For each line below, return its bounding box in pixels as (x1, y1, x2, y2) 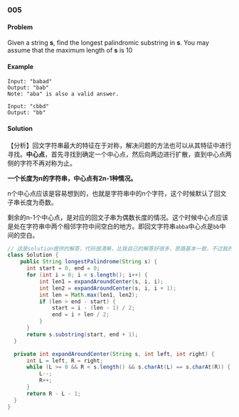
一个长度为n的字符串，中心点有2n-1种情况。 (7, 174, 137, 182)
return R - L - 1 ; (26, 390, 81, 397)
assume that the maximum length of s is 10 (7, 46, 133, 55)
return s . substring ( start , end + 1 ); (26, 331, 139, 338)
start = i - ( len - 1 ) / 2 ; (52, 305, 135, 312)
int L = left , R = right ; (26, 357, 103, 364)
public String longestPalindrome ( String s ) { (20, 258, 158, 265)
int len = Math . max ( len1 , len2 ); (38, 291, 139, 298)
